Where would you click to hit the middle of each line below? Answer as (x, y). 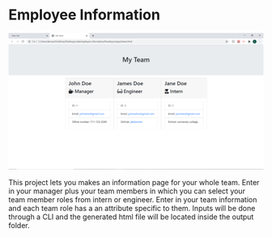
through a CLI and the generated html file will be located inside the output (131, 217)
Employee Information (84, 15)
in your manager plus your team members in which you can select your (127, 191)
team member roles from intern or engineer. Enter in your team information (133, 200)
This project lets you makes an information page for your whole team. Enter (134, 183)
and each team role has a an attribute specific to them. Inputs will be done (132, 209)
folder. (19, 226)
